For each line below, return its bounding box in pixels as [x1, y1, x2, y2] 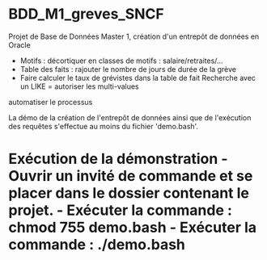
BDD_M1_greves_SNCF [8, 5, 164, 23]
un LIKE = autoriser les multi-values [19, 82, 139, 91]
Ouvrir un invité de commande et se [8, 167, 253, 186]
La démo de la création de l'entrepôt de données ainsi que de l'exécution [8, 112, 252, 122]
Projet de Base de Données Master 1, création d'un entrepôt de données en [8, 31, 260, 41]
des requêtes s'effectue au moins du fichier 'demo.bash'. [8, 121, 199, 131]
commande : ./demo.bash [8, 236, 186, 254]
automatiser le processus [8, 97, 93, 107]
